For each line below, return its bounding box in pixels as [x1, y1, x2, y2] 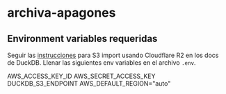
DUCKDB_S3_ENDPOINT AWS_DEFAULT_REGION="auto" [7, 79, 171, 88]
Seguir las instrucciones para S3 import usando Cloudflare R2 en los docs [7, 51, 219, 59]
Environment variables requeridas [7, 33, 158, 45]
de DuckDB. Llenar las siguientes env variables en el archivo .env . [7, 58, 196, 67]
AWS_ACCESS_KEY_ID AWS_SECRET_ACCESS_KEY [7, 72, 156, 80]
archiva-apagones [7, 5, 116, 21]
